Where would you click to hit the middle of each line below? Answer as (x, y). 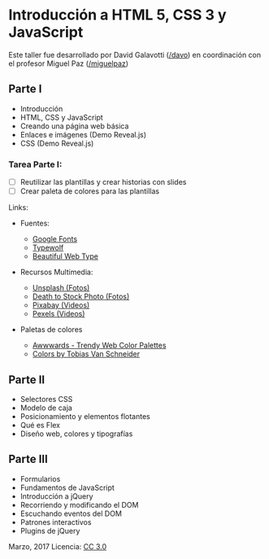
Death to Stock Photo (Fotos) (81, 297)
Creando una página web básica (74, 126)
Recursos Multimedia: (56, 272)
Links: (18, 207)
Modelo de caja (46, 408)
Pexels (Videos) (59, 314)
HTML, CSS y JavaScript (61, 117)
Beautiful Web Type (65, 256)
